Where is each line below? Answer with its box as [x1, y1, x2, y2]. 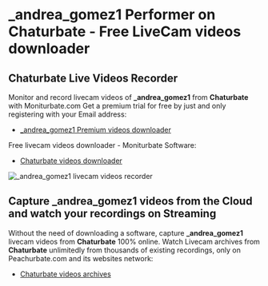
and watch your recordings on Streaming [8, 207, 217, 220]
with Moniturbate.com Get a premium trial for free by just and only [8, 101, 226, 110]
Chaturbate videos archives [19, 269, 112, 279]
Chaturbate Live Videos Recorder [8, 71, 178, 85]
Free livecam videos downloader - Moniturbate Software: [8, 141, 197, 149]
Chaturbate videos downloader [19, 156, 122, 165]
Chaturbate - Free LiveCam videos [8, 22, 242, 41]
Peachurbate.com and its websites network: [8, 253, 154, 263]
